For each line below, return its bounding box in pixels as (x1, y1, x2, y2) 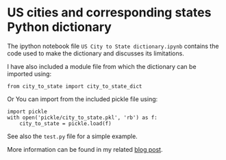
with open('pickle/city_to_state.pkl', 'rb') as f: (7, 114, 158, 121)
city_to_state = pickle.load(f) (19, 120, 112, 127)
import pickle (7, 108, 48, 115)
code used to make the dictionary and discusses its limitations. (7, 49, 185, 57)
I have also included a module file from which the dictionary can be (7, 62, 197, 70)
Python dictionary (7, 19, 112, 35)
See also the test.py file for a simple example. (7, 132, 138, 140)
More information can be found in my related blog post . (7, 145, 163, 153)
